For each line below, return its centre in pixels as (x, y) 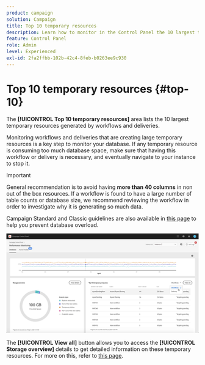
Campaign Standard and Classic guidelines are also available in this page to (101, 218)
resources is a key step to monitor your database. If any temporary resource (102, 144)
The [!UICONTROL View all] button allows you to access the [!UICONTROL (101, 343)
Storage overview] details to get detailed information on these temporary (99, 349)
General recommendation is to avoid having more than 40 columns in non (99, 187)
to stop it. (18, 163)
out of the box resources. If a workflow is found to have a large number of (99, 193)
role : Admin (21, 45)
